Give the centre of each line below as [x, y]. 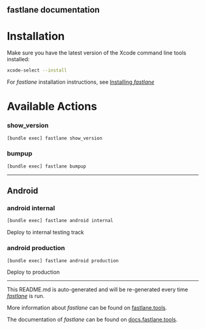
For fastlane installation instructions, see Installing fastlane [81, 82]
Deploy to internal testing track [46, 232]
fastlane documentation [53, 10]
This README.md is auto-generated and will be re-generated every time [97, 290]
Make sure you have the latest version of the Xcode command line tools [97, 53]
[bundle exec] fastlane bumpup [47, 166]
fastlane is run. [26, 296]
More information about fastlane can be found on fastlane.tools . [87, 308]
